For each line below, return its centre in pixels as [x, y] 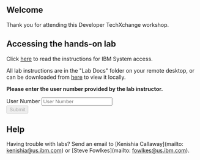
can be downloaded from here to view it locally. [66, 77]
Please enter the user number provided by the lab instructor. [85, 89]
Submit [17, 109]
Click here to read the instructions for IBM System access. [80, 59]
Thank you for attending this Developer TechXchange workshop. [88, 24]
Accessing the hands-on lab [61, 44]
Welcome [25, 10]
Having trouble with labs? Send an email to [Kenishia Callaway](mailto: [95, 144]
